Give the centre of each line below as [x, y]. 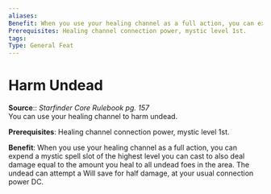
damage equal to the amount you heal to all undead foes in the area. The [129, 165]
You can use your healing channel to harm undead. [93, 117]
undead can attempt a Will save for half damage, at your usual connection [131, 173]
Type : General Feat [41, 46]
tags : [17, 38]
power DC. [26, 182]
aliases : [23, 16]
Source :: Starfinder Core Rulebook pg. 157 [79, 108]
